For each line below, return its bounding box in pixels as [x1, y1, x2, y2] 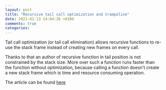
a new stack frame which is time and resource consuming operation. [5, 70, 145, 76]
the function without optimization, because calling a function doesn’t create [5, 65, 160, 71]
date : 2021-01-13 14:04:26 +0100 [5, 16, 74, 21]
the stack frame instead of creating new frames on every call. [13, 45, 140, 50]
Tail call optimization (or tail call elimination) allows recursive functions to [5, 39, 155, 45]
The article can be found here [5, 80, 66, 86]
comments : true [5, 21, 37, 26]
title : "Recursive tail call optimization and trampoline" [5, 12, 130, 17]
